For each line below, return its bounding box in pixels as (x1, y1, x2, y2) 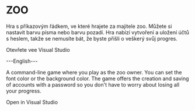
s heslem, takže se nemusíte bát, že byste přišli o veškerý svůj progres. (6, 35, 178, 42)
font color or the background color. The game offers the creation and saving (6, 75, 189, 82)
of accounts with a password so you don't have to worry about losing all (6, 81, 180, 88)
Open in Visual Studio (6, 98, 58, 105)
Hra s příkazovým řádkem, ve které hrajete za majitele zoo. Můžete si (6, 23, 172, 30)
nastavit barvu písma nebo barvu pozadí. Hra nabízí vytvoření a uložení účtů (6, 28, 190, 35)
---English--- (6, 58, 38, 65)
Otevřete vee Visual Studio (6, 46, 70, 53)
